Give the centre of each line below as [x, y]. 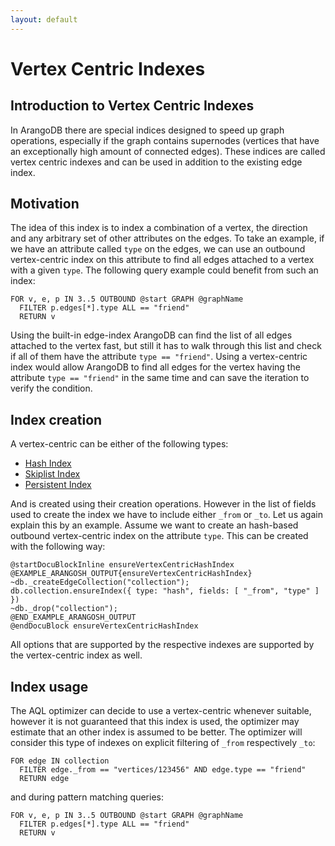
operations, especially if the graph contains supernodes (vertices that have [165, 140]
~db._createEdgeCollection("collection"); [100, 582]
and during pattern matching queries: [87, 797]
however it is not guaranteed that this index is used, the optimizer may [155, 722]
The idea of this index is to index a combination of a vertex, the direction [159, 228]
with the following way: [58, 547]
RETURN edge [44, 779]
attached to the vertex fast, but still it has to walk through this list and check [166, 346]
